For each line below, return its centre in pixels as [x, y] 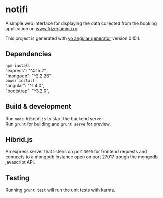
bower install [20, 80]
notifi [17, 9]
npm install [18, 65]
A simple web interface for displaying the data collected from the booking [81, 23]
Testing [17, 178]
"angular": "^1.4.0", [25, 85]
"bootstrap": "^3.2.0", [27, 91]
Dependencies [28, 54]
